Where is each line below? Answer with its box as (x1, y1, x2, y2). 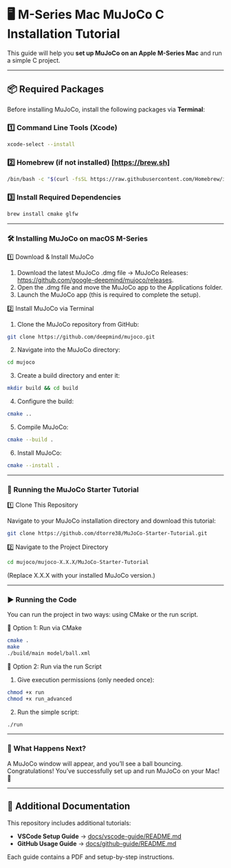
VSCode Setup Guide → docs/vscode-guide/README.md (16, 832, 182, 840)
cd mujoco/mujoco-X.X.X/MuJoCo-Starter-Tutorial (7, 558, 149, 565)
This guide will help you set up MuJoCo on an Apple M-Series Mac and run (7, 49, 222, 57)
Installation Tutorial (7, 26, 120, 42)
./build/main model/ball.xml (7, 649, 91, 657)
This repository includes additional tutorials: (7, 818, 131, 827)
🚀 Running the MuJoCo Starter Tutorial (7, 484, 139, 494)
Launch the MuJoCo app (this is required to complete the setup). (16, 290, 201, 299)
